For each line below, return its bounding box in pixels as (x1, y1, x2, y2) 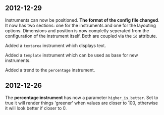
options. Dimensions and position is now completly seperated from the (5, 27, 150, 34)
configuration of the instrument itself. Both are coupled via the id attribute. (5, 33, 158, 39)
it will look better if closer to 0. (5, 105, 67, 111)
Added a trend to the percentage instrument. (5, 67, 95, 73)
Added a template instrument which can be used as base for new (5, 52, 138, 58)
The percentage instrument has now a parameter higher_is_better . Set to (5, 94, 159, 101)
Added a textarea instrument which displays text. (5, 42, 107, 49)
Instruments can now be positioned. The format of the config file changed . (5, 17, 160, 23)
